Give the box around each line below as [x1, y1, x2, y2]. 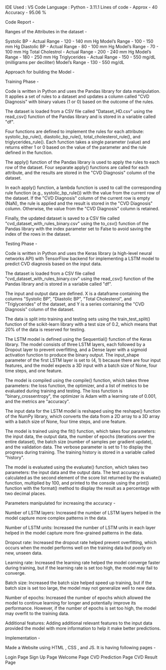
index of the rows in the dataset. [5, 231, 71, 237]
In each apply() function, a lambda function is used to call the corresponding [5, 184, 162, 190]
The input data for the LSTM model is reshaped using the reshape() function [5, 408, 161, 414]
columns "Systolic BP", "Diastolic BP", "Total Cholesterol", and [5, 296, 132, 302]
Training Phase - [5, 79, 39, 84]
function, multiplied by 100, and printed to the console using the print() [5, 480, 149, 486]
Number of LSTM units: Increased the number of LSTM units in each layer [5, 525, 156, 530]
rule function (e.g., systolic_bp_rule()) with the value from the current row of [5, 190, 161, 195]
